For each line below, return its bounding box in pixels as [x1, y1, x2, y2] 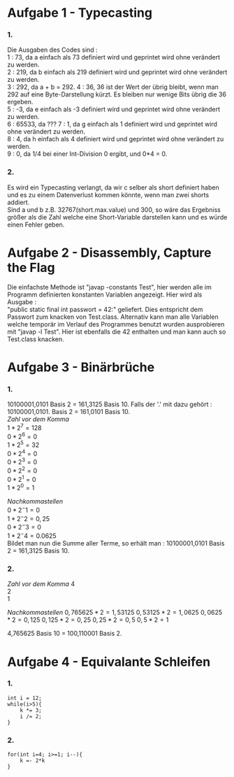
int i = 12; [7, 694, 42, 701]
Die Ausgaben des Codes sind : [7, 45, 98, 54]
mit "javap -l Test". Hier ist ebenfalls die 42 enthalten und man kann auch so [7, 327, 226, 336]
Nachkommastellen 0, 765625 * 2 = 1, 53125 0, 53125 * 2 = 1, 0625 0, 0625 [7, 608, 223, 617]
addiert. [7, 198, 30, 206]
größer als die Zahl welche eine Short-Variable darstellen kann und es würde [7, 213, 228, 221]
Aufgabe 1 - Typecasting [7, 5, 152, 21]
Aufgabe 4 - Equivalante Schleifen [7, 654, 211, 669]
